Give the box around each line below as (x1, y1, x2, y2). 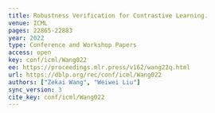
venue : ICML (8, 19, 48, 27)
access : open (8, 49, 52, 56)
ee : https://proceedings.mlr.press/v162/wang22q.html (8, 64, 191, 72)
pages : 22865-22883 (8, 26, 73, 34)
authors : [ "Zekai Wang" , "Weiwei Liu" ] (8, 78, 141, 86)
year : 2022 (8, 33, 45, 42)
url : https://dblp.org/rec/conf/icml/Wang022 (8, 71, 162, 79)
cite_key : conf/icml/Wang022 (8, 93, 105, 101)
